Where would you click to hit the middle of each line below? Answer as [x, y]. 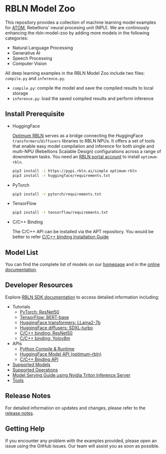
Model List [22, 252]
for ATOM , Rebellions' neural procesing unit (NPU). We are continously [77, 27]
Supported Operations [35, 370]
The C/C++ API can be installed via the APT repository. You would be [83, 232]
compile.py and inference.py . [35, 78]
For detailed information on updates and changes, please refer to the [75, 408]
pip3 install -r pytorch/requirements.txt [57, 194]
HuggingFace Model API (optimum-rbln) [60, 354]
